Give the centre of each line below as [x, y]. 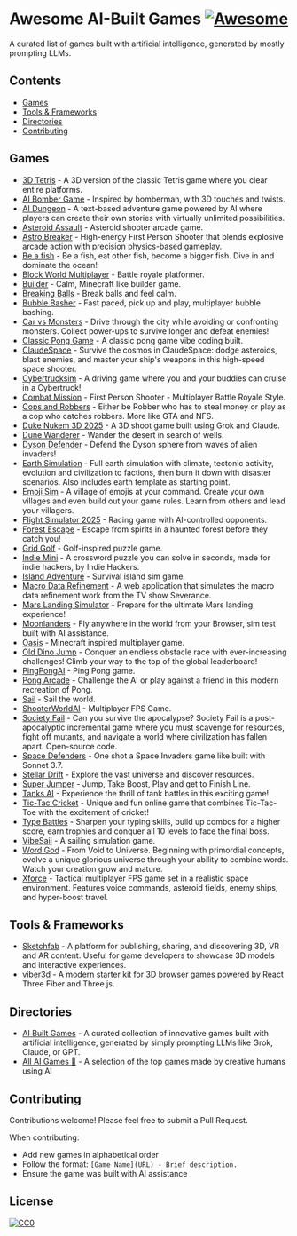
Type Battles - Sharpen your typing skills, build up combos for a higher [151, 821]
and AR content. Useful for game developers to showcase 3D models [148, 955]
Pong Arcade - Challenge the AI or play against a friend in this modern [150, 680]
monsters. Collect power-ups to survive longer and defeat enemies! [145, 331]
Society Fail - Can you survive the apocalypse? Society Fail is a [137, 717]
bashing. [38, 312]
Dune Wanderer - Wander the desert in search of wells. [123, 434]
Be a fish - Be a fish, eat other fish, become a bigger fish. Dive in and [148, 255]
